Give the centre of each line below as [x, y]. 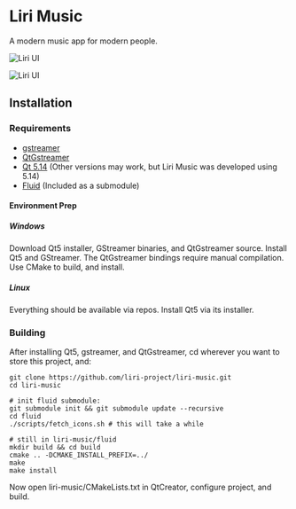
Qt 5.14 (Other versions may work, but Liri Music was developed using [149, 167]
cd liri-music [35, 386]
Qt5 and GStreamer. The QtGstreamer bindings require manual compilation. [147, 258]
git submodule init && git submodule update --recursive [117, 409]
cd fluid [25, 417]
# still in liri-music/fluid [63, 440]
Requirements [40, 129]
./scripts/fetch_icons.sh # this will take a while [106, 424]
